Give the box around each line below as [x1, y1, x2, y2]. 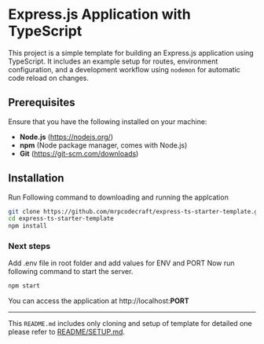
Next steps [8, 241, 51, 252]
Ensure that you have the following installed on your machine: [8, 116, 207, 126]
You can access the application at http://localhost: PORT [8, 296, 190, 306]
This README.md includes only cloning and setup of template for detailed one [8, 319, 253, 328]
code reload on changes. [8, 73, 89, 82]
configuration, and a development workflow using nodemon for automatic [8, 64, 241, 74]
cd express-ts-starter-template [8, 214, 114, 223]
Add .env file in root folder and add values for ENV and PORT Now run [8, 258, 235, 268]
